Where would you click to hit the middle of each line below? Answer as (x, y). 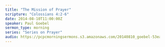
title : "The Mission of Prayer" (38, 10)
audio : (12, 37)
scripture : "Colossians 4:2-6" (37, 14)
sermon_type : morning (27, 28)
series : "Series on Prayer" (34, 32)
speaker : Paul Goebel (27, 23)
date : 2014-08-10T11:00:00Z (34, 19)
